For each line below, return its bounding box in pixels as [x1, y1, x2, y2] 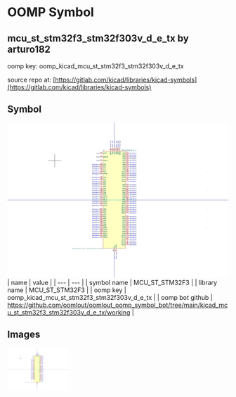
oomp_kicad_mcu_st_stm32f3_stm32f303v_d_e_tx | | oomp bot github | [7, 293, 213, 301]
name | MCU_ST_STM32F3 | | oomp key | [7, 286, 126, 294]
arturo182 [7, 43, 51, 55]
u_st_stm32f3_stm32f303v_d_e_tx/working [7, 308, 131, 317]
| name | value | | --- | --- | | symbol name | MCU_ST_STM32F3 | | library [7, 278, 218, 286]
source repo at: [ [7, 75, 55, 84]
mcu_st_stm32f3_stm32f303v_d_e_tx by [7, 32, 190, 44]
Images [7, 329, 41, 341]
